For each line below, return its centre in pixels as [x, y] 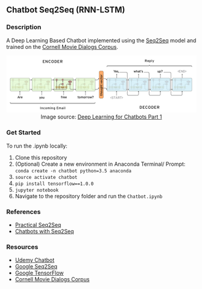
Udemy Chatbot [35, 260]
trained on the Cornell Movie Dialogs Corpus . [62, 47]
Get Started [24, 132]
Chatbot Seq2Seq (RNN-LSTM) [66, 10]
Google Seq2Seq [36, 267]
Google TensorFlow [39, 273]
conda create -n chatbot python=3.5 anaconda [73, 171]
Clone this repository [41, 157]
